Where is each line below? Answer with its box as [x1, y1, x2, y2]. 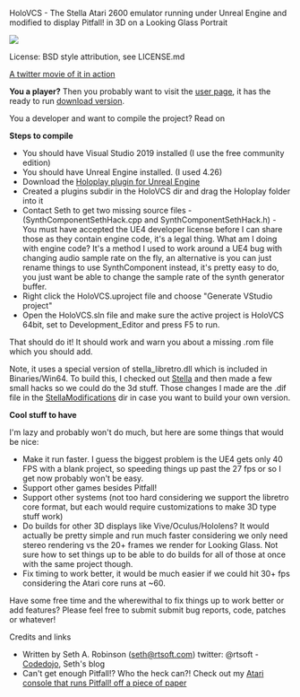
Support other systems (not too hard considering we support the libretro [21, 492, 289, 502]
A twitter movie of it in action [9, 69, 116, 79]
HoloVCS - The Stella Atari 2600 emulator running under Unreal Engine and [9, 8, 287, 18]
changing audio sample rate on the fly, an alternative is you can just [21, 253, 272, 263]
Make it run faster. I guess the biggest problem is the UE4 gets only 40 [21, 454, 284, 465]
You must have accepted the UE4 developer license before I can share [21, 224, 283, 234]
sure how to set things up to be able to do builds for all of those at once [21, 549, 287, 560]
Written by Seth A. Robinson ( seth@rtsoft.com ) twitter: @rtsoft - [21, 649, 260, 659]
